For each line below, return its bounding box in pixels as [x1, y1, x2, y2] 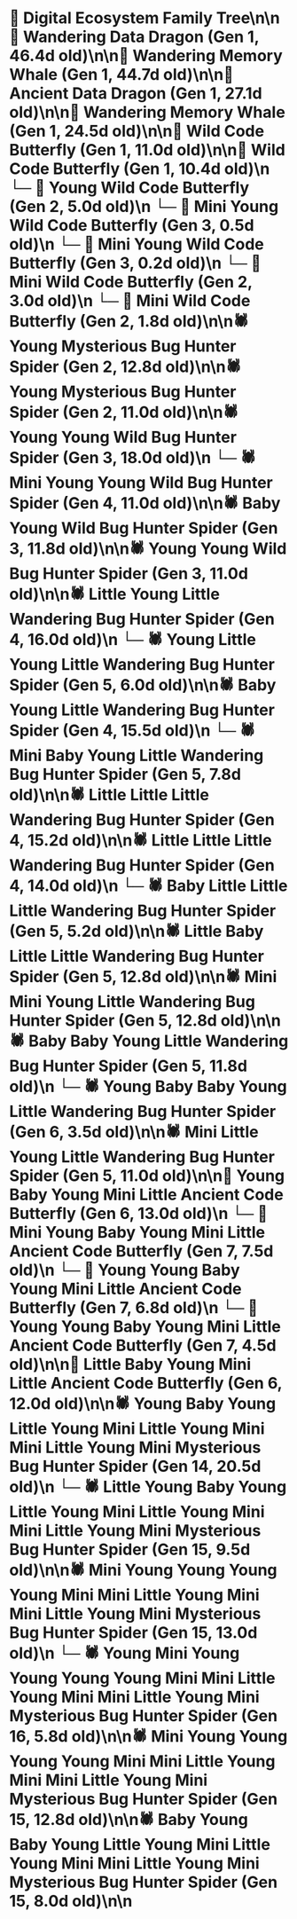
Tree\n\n [215, 8, 281, 28]
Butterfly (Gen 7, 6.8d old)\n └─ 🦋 [9, 1298, 259, 1318]
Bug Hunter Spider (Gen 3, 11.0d [9, 563, 248, 584]
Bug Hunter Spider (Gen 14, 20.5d [9, 1457, 262, 1476]
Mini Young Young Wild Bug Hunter [9, 473, 273, 493]
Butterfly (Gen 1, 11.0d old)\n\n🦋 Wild [9, 140, 285, 161]
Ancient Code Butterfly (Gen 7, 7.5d [9, 1241, 274, 1262]
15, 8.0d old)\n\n [9, 1891, 133, 1911]
